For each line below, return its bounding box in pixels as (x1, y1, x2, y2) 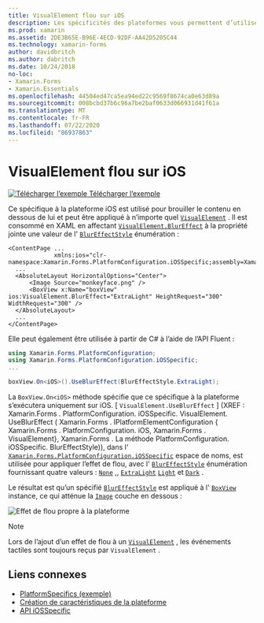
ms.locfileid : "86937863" (8, 128, 93, 136)
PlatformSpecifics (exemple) (19, 588, 112, 599)
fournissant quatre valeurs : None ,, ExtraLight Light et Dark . (8, 468, 204, 477)
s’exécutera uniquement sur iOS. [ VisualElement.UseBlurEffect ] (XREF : (8, 401, 245, 410)
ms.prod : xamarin (8, 26, 65, 34)
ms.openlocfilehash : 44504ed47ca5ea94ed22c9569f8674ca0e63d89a (8, 92, 220, 100)
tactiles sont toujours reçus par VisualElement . (8, 545, 161, 555)
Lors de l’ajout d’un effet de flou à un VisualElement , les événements (8, 537, 232, 547)
